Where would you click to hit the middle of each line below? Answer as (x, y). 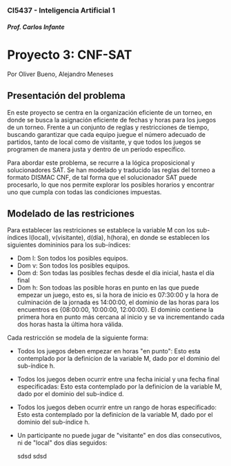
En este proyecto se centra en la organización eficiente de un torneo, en (110, 112)
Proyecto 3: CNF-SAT (70, 55)
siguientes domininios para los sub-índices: (69, 245)
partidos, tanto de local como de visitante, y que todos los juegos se (104, 142)
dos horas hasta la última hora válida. (70, 324)
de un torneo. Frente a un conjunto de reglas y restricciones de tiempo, (108, 127)
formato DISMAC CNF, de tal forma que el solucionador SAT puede (102, 177)
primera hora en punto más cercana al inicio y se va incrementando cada (121, 317)
